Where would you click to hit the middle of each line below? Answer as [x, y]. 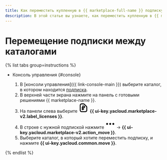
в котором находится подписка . [54, 90]
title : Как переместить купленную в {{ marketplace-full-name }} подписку [84, 10]
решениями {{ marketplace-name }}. [58, 100]
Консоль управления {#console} [46, 75]
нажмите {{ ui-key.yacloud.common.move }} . [68, 143]
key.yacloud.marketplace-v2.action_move [65, 133]
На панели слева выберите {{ [57, 111]
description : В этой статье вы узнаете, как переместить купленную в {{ [82, 16]
